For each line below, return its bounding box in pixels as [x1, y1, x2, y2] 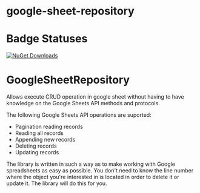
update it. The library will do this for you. [6, 180, 107, 187]
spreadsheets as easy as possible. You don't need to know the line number [6, 167, 194, 174]
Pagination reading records [15, 123, 83, 131]
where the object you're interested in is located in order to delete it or [6, 174, 179, 181]
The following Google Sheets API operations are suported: [6, 111, 152, 119]
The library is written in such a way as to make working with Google [6, 160, 176, 168]
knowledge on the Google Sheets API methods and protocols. [6, 100, 161, 107]
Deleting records [15, 142, 57, 149]
